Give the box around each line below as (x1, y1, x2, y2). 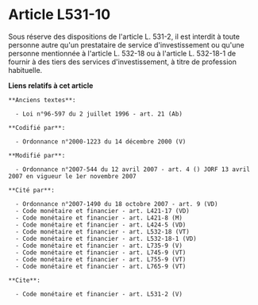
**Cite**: (8, 276, 41, 284)
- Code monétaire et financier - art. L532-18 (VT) (15, 227, 191, 235)
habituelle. (8, 65, 43, 74)
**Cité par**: (8, 186, 56, 194)
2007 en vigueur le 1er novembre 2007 (8, 172, 137, 180)
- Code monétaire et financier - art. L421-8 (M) (15, 214, 183, 222)
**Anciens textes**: (8, 96, 77, 104)
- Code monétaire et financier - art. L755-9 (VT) (15, 255, 187, 263)
